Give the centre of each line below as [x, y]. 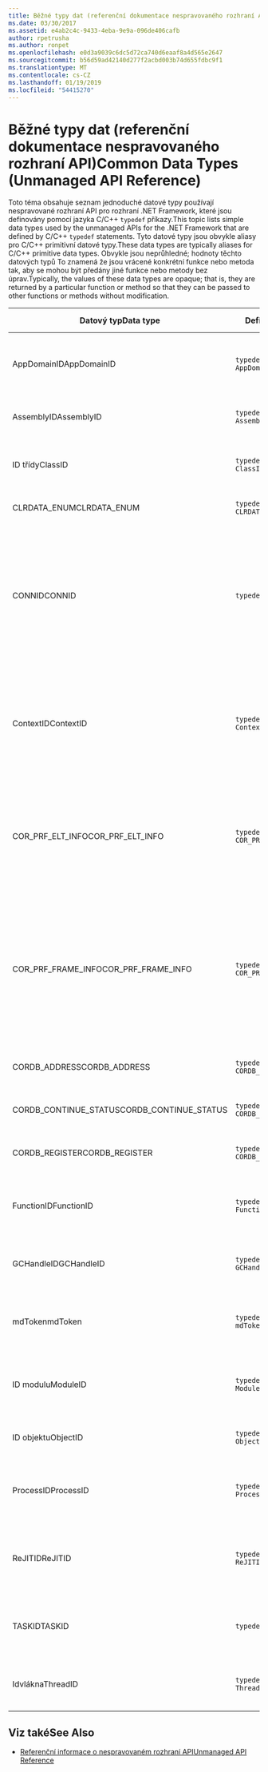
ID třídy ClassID [40, 465]
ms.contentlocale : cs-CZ [49, 75]
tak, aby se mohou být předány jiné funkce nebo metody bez [108, 270]
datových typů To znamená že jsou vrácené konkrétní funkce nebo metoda [131, 262]
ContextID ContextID [50, 724]
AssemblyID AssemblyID [57, 417]
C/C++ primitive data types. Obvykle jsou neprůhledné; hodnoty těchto [125, 253]
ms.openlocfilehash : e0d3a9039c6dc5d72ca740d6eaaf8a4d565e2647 [116, 53]
